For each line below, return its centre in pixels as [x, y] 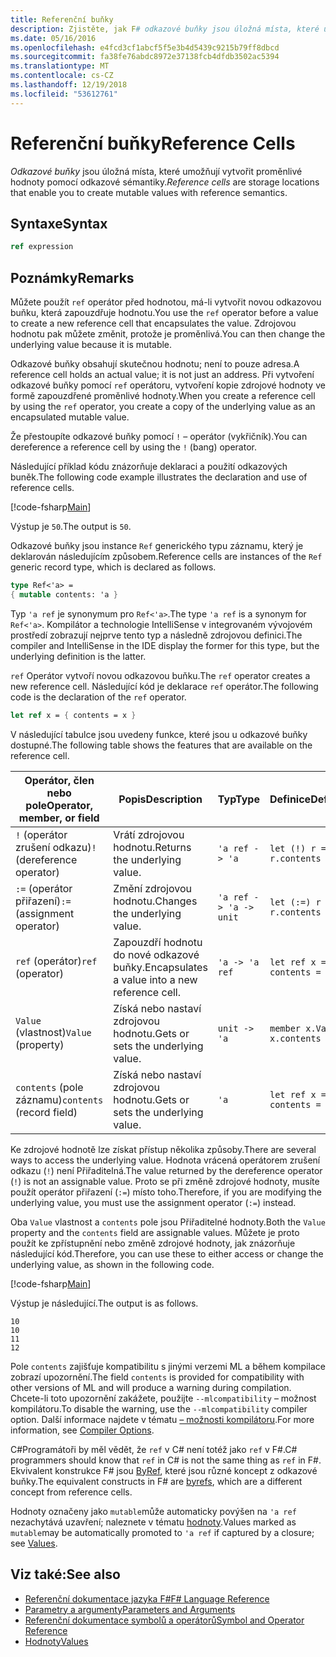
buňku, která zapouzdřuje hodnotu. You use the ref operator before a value [164, 313]
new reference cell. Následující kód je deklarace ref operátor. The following [164, 686]
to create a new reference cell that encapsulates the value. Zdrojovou [153, 323]
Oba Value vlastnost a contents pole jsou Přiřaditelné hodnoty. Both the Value [168, 1222]
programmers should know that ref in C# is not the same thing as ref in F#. [166, 1460]
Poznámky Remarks [72, 277]
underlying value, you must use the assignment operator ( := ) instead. [153, 1202]
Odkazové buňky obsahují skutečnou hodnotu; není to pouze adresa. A [155, 364]
